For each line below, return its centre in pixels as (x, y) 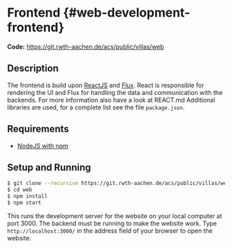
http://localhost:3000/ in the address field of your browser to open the (110, 231)
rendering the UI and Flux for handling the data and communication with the (115, 92)
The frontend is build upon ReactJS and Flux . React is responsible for (106, 85)
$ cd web (20, 190)
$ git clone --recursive (43, 184)
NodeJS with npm (43, 145)
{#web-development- (127, 13)
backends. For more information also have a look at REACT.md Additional (111, 100)
